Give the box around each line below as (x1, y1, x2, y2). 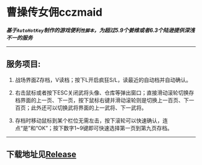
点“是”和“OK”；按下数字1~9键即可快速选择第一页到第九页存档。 (14, 124, 173, 131)
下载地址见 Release (6, 149, 76, 160)
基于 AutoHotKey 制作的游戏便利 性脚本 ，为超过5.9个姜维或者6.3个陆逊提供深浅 (6, 26, 195, 34)
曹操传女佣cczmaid (6, 5, 103, 19)
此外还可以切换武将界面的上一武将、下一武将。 (31, 104, 147, 111)
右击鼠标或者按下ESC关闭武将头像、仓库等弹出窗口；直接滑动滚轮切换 (14, 89, 189, 96)
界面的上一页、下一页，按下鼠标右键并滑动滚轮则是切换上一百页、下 (20, 96, 189, 104)
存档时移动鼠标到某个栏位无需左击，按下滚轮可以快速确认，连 (14, 117, 168, 124)
